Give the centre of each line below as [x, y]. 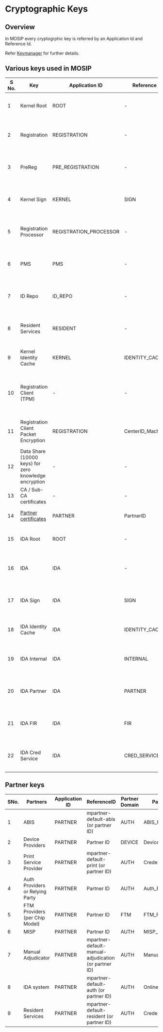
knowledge [33, 476]
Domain [130, 805]
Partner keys [25, 785]
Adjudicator [37, 958]
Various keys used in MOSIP [49, 68]
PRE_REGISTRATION [76, 167]
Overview [20, 27]
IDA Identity [33, 627]
